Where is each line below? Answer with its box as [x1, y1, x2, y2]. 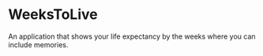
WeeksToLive [8, 6, 98, 24]
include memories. [8, 39, 69, 49]
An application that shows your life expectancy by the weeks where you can [8, 32, 256, 41]
